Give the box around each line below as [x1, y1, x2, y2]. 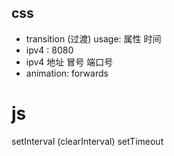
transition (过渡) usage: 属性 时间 [25, 32, 162, 45]
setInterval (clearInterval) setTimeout [11, 135, 164, 147]
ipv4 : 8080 [25, 44, 74, 56]
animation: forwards [25, 67, 109, 79]
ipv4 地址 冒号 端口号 [25, 56, 114, 68]
